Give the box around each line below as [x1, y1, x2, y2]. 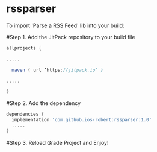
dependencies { [6, 111, 45, 118]
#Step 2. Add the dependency [6, 100, 81, 107]
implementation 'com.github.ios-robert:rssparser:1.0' [11, 117, 152, 123]
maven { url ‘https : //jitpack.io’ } [11, 67, 103, 73]
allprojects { [6, 45, 42, 51]
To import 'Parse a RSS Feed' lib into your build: [6, 22, 125, 29]
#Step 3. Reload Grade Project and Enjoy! [6, 139, 109, 146]
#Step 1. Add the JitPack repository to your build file [6, 33, 135, 40]
